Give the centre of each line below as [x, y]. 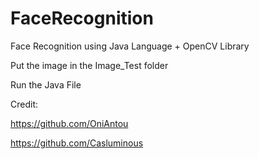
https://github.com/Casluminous [77, 143]
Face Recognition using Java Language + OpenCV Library [130, 46]
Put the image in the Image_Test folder [89, 65]
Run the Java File [46, 84]
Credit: [24, 104]
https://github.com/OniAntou [69, 123]
